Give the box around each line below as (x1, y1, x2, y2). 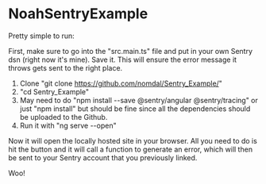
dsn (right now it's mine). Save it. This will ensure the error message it (8, 55, 237, 64)
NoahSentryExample (8, 5, 148, 23)
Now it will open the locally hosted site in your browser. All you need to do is (8, 136, 258, 145)
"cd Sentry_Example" (19, 86, 90, 96)
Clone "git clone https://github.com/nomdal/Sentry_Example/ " (19, 79, 222, 88)
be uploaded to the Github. (19, 112, 108, 121)
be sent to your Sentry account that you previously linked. (8, 152, 198, 163)
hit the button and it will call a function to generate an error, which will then (8, 144, 253, 154)
